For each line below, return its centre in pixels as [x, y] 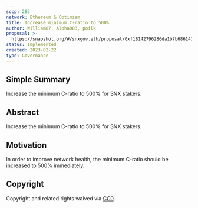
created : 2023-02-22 [32, 50]
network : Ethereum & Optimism [43, 17]
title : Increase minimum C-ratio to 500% [58, 22]
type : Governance [27, 56]
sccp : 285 [18, 12]
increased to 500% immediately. [45, 165]
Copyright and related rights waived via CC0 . [61, 198]
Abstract [23, 112]
